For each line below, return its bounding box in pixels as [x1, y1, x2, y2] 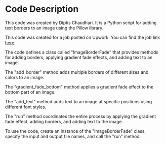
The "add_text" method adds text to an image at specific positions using [5, 98, 152, 104]
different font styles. [5, 104, 46, 110]
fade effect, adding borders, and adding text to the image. [5, 118, 123, 124]
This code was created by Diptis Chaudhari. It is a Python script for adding [5, 20, 157, 26]
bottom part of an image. [5, 89, 56, 95]
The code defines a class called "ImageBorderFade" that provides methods [5, 49, 159, 55]
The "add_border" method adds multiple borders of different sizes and [5, 69, 149, 75]
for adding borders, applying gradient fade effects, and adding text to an [5, 54, 153, 60]
